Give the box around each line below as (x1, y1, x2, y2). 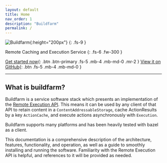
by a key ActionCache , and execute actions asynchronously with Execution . (5, 112, 158, 118)
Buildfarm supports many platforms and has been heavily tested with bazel (5, 121, 159, 127)
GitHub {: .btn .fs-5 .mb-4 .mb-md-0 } (5, 64, 82, 70)
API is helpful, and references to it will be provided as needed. (5, 152, 133, 158)
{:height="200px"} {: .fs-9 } (29, 39, 86, 45)
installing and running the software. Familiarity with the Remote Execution (5, 147, 156, 153)
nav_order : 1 (5, 16, 32, 21)
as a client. (5, 127, 27, 133)
